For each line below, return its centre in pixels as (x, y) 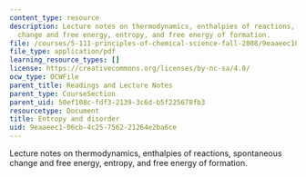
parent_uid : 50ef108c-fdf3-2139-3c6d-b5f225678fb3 (107, 102)
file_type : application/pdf (63, 52)
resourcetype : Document (55, 111)
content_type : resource (55, 18)
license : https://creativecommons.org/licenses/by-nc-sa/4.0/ (130, 69)
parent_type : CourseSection (63, 93)
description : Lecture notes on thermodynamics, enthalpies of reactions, (153, 26)
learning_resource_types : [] (65, 60)
